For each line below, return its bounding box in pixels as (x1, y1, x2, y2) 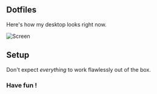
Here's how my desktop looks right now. (6, 20, 107, 28)
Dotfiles (6, 5, 37, 15)
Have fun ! (6, 81, 38, 89)
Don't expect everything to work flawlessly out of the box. (6, 66, 152, 73)
